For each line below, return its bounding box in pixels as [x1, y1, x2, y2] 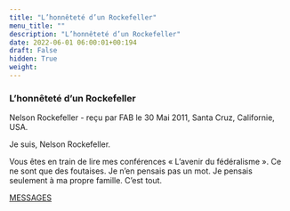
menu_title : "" [9, 21, 66, 30]
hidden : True [9, 54, 58, 63]
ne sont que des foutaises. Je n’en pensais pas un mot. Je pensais [9, 166, 254, 176]
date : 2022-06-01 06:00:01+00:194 [9, 37, 138, 47]
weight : [9, 63, 38, 72]
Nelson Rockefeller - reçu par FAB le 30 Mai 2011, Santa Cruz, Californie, [9, 112, 276, 123]
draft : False [9, 46, 58, 55]
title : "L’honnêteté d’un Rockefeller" [9, 12, 157, 22]
